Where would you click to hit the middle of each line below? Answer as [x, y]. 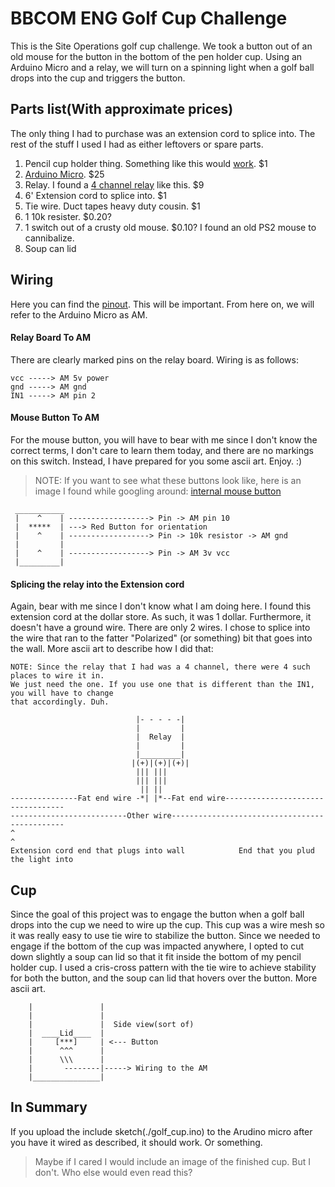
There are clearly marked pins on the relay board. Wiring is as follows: [154, 359]
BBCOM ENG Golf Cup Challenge [149, 18]
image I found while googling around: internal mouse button [158, 491]
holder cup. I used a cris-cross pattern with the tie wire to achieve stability [163, 967]
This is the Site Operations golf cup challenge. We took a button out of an [161, 46]
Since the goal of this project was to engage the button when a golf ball [157, 914]
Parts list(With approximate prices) [122, 109]
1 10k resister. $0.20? [68, 216]
